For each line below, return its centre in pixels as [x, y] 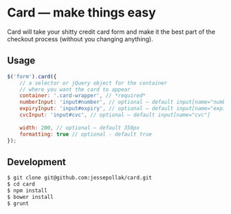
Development [37, 162]
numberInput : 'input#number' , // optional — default [97, 102]
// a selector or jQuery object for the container [93, 83]
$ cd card [21, 184]
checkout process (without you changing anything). [80, 39]
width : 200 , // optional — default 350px [79, 128]
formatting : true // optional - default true [86, 134]
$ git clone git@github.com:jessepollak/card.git [80, 178]
